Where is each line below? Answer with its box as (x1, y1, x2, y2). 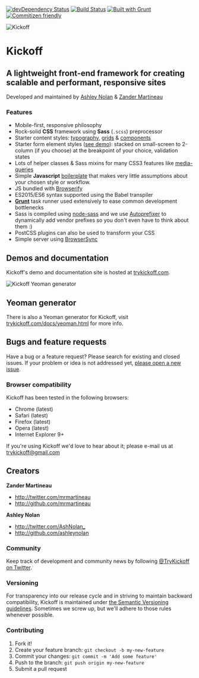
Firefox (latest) (14, 418, 51, 426)
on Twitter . (6, 564, 33, 571)
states (14, 153, 30, 160)
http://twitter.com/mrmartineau (14, 493, 91, 500)
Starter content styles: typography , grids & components (14, 134, 151, 141)
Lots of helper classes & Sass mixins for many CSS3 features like (14, 160, 174, 167)
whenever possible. (6, 611, 55, 618)
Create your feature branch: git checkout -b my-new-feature (14, 646, 165, 653)
